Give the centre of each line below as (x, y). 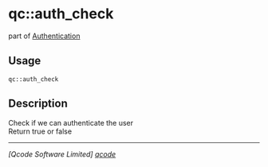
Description (38, 104)
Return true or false (40, 131)
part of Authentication (44, 36)
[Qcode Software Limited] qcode (62, 154)
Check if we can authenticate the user (71, 122)
